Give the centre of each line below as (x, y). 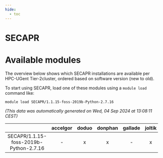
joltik (151, 128)
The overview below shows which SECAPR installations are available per (78, 73)
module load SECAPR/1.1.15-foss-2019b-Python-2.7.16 (59, 102)
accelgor (62, 128)
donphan (107, 128)
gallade (132, 128)
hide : (10, 9)
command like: (20, 93)
